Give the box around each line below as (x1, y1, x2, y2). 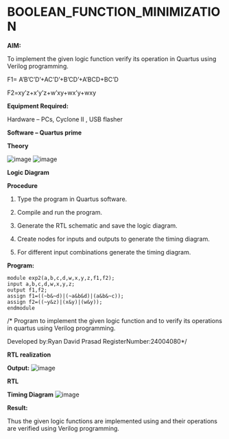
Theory (7, 141, 29, 150)
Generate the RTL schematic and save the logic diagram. (16, 221, 178, 230)
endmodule (7, 305, 36, 311)
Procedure (7, 181, 38, 189)
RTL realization (7, 351, 51, 359)
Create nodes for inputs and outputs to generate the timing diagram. (16, 235, 210, 243)
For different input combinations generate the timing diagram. (16, 248, 191, 256)
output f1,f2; (7, 286, 48, 294)
